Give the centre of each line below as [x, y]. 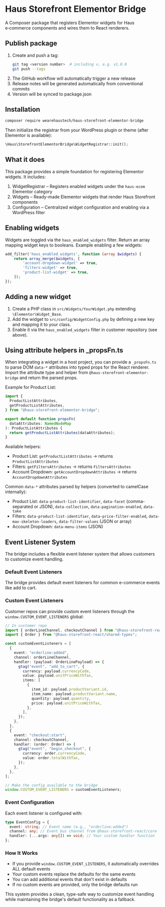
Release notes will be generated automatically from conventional [78, 83]
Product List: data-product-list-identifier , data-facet [69, 501]
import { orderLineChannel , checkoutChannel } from [59, 630]
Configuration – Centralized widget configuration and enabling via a [81, 207]
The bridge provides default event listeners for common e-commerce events [82, 583]
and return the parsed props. [49, 378]
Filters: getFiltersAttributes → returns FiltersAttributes [71, 467]
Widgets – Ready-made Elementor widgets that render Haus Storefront [84, 197]
